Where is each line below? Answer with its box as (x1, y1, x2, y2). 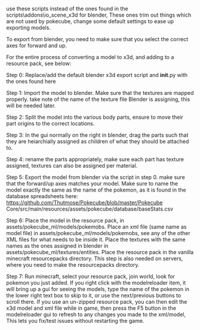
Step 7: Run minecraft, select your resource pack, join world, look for (6, 273, 175, 280)
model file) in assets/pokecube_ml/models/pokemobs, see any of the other (6, 230, 190, 236)
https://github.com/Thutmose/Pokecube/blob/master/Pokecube (6, 199, 163, 206)
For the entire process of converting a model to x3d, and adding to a (6, 54, 174, 60)
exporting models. (6, 24, 51, 31)
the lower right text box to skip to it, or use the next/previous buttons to (6, 292, 181, 299)
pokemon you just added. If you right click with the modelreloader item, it (6, 279, 186, 286)
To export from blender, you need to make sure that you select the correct (6, 36, 189, 42)
